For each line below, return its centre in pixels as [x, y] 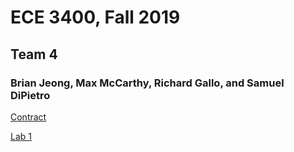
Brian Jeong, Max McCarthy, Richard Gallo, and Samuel [147, 83]
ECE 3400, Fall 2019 [95, 17]
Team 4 [34, 54]
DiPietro [30, 95]
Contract [28, 117]
